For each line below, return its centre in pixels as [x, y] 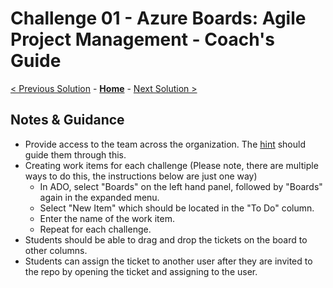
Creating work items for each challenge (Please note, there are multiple [171, 165]
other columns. [56, 250]
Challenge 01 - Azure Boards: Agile [158, 18]
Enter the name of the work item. [107, 218]
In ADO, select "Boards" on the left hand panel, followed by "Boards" [181, 186]
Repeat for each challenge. [95, 229]
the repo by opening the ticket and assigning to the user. [141, 271]
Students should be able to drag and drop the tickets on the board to [166, 239]
